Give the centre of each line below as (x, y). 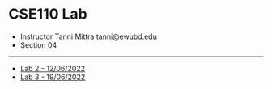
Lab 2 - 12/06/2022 (53, 68)
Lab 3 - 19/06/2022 (53, 77)
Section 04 (38, 44)
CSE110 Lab (48, 14)
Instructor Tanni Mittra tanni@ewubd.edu (89, 36)
